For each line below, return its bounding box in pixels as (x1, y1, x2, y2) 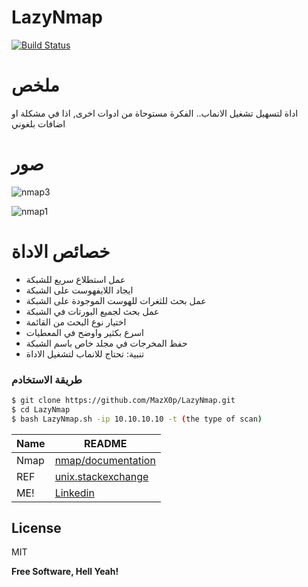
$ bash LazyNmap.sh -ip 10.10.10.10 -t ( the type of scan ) (11, 414, 263, 424)
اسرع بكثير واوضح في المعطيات (25, 326, 144, 338)
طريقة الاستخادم (11, 372, 83, 386)
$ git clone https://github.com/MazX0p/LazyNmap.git (11, 396, 236, 406)
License (11, 520, 62, 537)
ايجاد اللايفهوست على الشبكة (25, 284, 134, 296)
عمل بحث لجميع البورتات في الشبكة (25, 305, 160, 317)
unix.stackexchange (54, 469, 149, 483)
